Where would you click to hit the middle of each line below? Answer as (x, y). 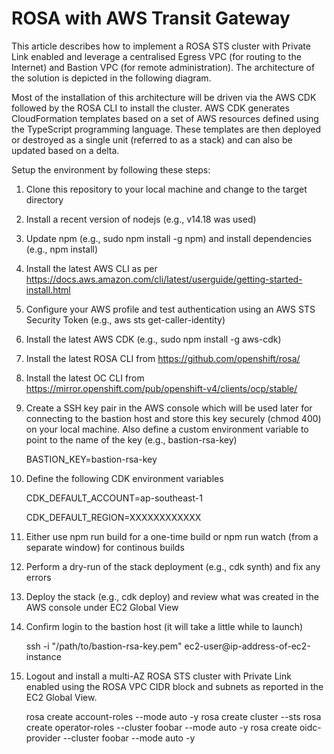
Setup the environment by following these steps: (111, 169)
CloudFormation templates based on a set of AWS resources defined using (165, 118)
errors (38, 577)
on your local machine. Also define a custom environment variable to (167, 429)
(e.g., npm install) (62, 249)
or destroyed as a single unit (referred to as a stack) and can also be (152, 139)
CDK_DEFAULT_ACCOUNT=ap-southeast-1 (114, 498)
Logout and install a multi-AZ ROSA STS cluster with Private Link (158, 676)
